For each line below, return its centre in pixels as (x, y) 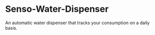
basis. (11, 28)
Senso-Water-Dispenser (57, 9)
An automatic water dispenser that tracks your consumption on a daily (77, 23)
